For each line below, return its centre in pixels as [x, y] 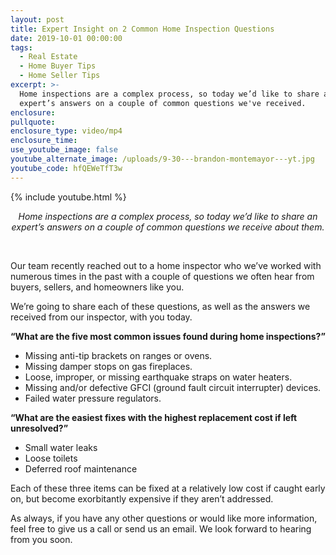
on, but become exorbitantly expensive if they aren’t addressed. [142, 498]
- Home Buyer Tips [58, 66]
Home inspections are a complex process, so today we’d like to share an [168, 216]
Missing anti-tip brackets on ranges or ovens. [118, 355]
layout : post [37, 19]
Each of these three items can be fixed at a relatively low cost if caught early [168, 488]
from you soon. [41, 539]
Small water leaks [61, 447]
